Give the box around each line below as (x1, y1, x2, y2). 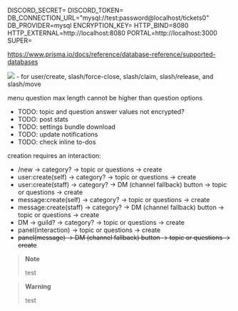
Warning (24, 283, 51, 290)
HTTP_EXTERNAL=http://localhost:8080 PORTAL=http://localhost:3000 (7, 28, 217, 37)
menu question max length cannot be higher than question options (7, 94, 203, 102)
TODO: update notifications (17, 130, 98, 138)
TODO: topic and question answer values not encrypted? (17, 107, 185, 116)
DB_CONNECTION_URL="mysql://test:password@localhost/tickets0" (7, 14, 209, 22)
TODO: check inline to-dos (17, 138, 96, 146)
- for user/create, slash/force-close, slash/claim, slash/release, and (16, 73, 214, 80)
